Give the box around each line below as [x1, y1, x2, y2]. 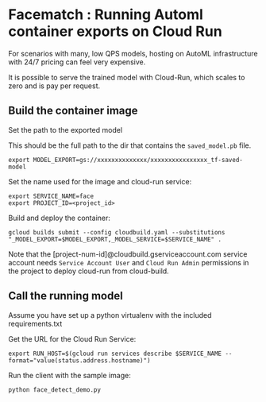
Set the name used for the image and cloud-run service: [8, 176, 192, 186]
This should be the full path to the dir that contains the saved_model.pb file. [8, 141, 252, 150]
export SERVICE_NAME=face [8, 192, 94, 200]
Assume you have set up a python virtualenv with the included [8, 310, 212, 319]
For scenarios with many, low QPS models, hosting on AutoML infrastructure [8, 48, 258, 58]
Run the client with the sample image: [8, 370, 131, 380]
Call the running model [8, 289, 123, 303]
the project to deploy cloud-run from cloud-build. [8, 266, 169, 276]
